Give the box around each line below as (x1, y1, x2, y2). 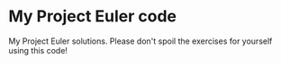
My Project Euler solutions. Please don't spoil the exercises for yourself (8, 36, 273, 46)
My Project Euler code (8, 6, 177, 27)
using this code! (8, 45, 68, 55)
